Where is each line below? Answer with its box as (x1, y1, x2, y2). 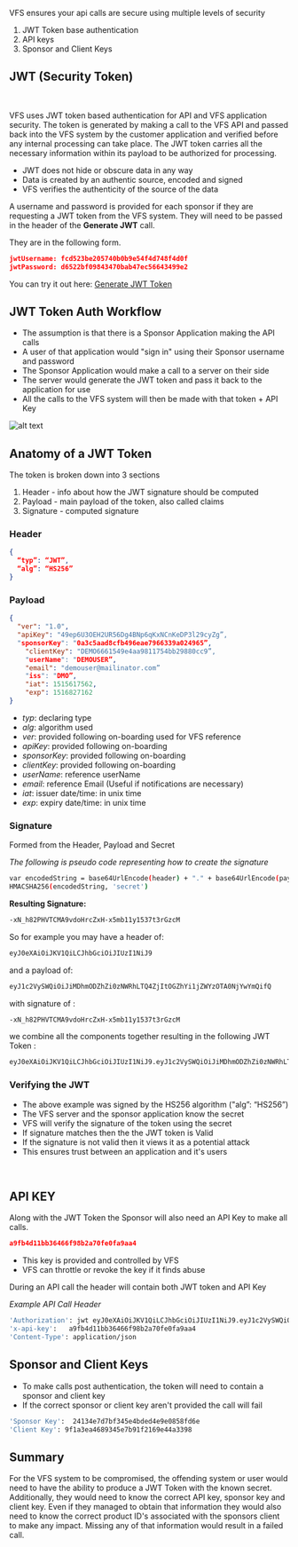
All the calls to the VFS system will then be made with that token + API (21, 394, 278, 405)
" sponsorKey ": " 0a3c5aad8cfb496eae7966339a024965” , (17, 638, 213, 647)
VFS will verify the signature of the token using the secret (21, 1117, 232, 1128)
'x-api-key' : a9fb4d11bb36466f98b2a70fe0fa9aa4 (9, 1324, 197, 1334)
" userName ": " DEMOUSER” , (25, 655, 117, 664)
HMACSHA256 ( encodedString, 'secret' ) (9, 882, 149, 891)
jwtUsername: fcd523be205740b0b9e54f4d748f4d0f (9, 254, 189, 263)
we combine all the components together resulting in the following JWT (9, 1031, 271, 1042)
